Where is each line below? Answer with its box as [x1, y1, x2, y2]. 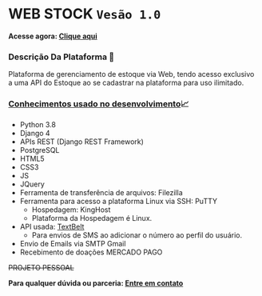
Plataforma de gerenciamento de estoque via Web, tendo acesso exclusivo [8, 70, 255, 79]
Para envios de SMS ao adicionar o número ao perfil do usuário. [31, 230, 242, 240]
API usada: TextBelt [19, 222, 85, 231]
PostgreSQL [19, 145, 60, 154]
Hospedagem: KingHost [31, 205, 111, 214]
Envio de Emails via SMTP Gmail [19, 238, 126, 248]
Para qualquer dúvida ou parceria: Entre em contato [8, 278, 184, 288]
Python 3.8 [19, 119, 56, 129]
